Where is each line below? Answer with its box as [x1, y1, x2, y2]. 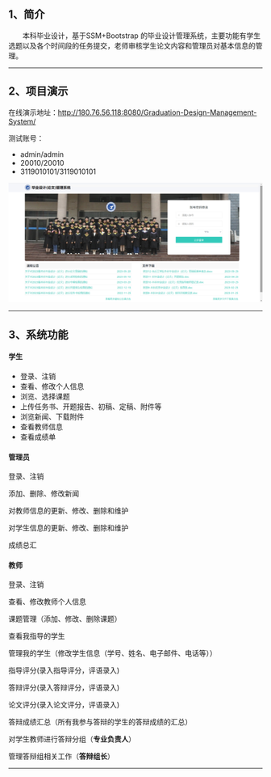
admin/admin [19, 149, 65, 159]
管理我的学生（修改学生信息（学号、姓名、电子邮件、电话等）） [8, 648, 217, 658]
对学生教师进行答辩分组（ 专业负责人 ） [8, 734, 135, 744]
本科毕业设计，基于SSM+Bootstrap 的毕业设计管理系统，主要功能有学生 [23, 31, 261, 40]
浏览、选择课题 [19, 391, 70, 401]
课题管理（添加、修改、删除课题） [8, 614, 122, 624]
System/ [8, 116, 36, 126]
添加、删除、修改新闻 [8, 488, 79, 499]
